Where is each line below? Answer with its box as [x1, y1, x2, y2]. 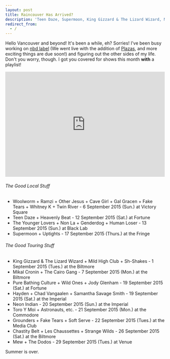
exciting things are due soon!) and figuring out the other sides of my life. [5, 51, 156, 57]
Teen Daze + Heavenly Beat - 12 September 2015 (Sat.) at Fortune [12, 215, 150, 221]
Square [12, 209, 28, 215]
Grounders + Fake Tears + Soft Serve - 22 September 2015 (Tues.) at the [12, 317, 165, 323]
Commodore [12, 312, 39, 318]
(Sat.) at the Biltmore [12, 333, 56, 339]
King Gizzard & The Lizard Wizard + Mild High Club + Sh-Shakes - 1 [12, 258, 154, 264]
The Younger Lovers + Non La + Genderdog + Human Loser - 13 [12, 220, 147, 226]
